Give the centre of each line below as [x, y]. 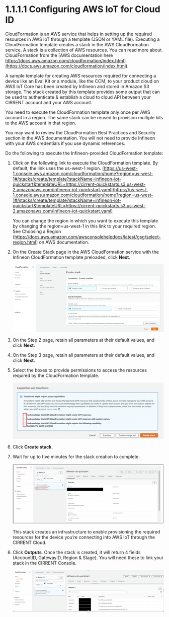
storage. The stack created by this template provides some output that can [82, 92]
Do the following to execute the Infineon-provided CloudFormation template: [84, 153]
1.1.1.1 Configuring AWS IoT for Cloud [83, 9]
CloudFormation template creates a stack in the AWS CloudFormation [77, 44]
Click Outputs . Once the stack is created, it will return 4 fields [76, 553]
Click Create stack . [32, 447]
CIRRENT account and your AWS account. [49, 102]
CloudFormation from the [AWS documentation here [59, 55]
